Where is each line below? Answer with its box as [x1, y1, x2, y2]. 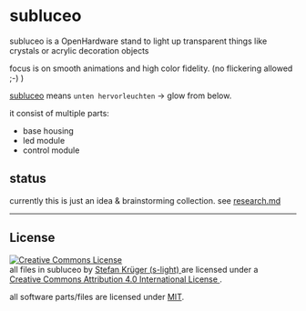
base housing [22, 125, 75, 136]
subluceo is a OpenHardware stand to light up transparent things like [9, 35, 268, 46]
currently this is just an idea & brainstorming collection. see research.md [9, 195, 281, 206]
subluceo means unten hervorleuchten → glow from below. [9, 90, 232, 101]
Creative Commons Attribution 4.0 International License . [9, 274, 223, 285]
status [9, 171, 47, 186]
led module [22, 135, 66, 145]
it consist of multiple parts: [9, 107, 109, 118]
